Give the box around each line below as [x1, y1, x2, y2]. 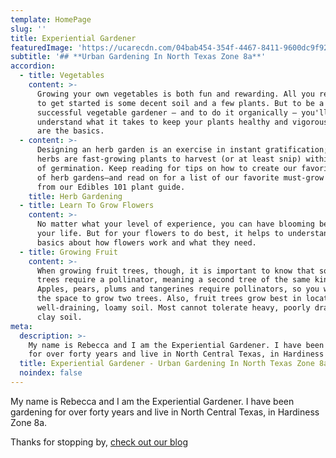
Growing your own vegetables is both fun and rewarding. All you [36, 89, 315, 99]
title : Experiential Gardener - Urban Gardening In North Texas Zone [19, 359, 315, 369]
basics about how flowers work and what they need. [36, 237, 257, 248]
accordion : [10, 61, 56, 71]
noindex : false [19, 368, 83, 378]
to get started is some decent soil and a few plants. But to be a [36, 98, 325, 108]
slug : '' [10, 24, 47, 34]
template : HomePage [10, 14, 92, 25]
